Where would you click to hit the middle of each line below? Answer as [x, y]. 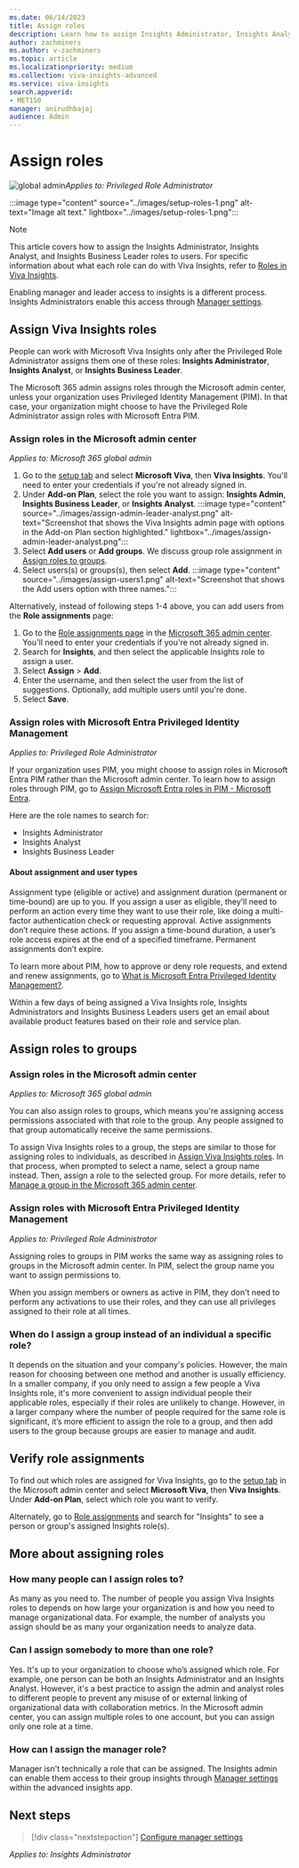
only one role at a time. [51, 1726]
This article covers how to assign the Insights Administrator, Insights [134, 247]
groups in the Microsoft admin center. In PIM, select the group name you [142, 1265]
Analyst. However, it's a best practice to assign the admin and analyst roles [147, 1688]
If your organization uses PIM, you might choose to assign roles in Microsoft [149, 770]
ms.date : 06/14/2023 [48, 17]
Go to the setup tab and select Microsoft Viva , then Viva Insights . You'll [154, 475]
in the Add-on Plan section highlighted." [95, 532]
